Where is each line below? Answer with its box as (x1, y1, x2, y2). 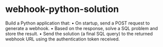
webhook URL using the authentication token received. (5, 36, 120, 42)
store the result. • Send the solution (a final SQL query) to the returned (5, 30, 153, 36)
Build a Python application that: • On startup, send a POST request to (5, 20, 150, 26)
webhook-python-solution (5, 3, 119, 15)
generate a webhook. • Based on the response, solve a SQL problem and (5, 25, 158, 31)
